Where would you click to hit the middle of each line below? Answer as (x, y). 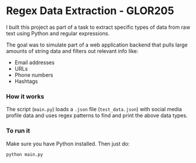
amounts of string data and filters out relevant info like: (72, 51)
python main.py (25, 154)
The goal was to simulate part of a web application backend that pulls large (97, 45)
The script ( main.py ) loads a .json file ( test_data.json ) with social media (94, 109)
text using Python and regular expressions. (58, 33)
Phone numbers (34, 75)
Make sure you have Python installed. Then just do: (68, 144)
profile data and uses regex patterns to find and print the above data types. (97, 115)
